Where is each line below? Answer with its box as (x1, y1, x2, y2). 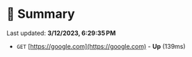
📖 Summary (6, 6, 75, 22)
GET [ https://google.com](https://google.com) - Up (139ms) (16, 42, 186, 50)
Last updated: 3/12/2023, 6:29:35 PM (6, 29, 116, 37)
